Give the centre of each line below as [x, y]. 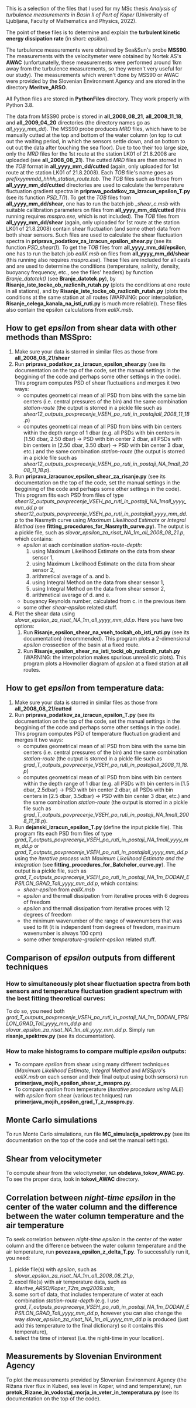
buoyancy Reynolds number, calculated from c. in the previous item [104, 601]
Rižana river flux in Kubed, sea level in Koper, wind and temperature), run [94, 1386]
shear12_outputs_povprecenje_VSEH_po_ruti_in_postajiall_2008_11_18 [106, 414]
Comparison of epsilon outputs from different [91, 958]
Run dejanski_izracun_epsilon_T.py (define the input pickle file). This [99, 827]
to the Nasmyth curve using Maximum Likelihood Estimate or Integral [103, 520]
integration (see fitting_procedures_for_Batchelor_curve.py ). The [95, 864]
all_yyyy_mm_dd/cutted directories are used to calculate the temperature [95, 185]
